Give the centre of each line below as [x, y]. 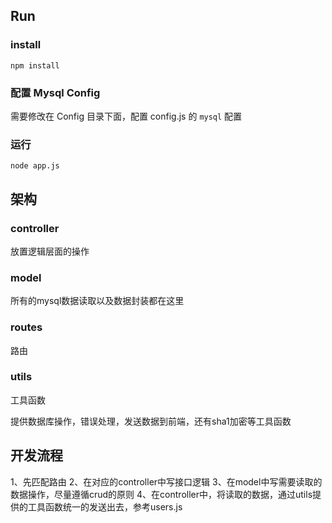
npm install [35, 65]
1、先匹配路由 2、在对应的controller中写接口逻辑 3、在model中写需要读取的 [166, 481]
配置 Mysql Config [55, 92]
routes [26, 327]
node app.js [35, 166]
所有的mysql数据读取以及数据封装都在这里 [97, 301]
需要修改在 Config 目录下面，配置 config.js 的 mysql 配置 [126, 116]
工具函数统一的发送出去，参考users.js [105, 506]
